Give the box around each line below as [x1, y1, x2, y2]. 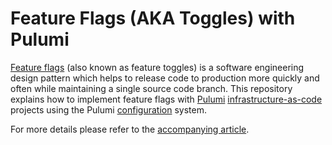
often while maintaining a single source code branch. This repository [10, 82, 293, 94]
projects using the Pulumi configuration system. [10, 103, 207, 116]
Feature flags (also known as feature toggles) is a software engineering [10, 61, 305, 73]
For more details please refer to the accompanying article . [10, 123, 250, 135]
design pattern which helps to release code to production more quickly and [10, 72, 320, 84]
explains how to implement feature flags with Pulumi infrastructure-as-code [10, 93, 323, 105]
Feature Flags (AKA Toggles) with [10, 7, 296, 30]
